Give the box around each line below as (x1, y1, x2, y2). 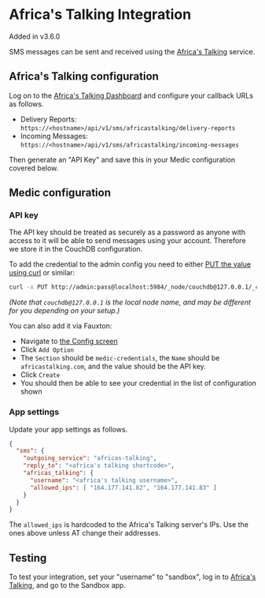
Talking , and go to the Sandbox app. (9, 581, 127, 590)
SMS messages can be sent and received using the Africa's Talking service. (9, 47, 256, 56)
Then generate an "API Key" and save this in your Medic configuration (9, 155, 236, 164)
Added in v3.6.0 (9, 32, 61, 41)
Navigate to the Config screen (20, 337, 118, 346)
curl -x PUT (9, 283, 48, 291)
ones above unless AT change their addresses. (9, 529, 160, 538)
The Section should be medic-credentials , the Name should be (20, 353, 220, 363)
